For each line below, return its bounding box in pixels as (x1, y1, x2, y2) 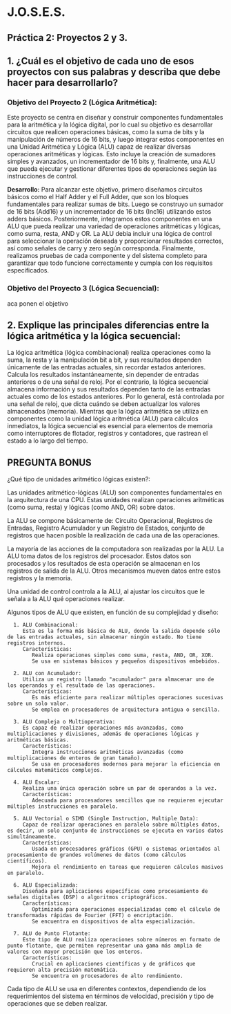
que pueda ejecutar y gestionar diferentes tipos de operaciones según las (7, 165, 217, 173)
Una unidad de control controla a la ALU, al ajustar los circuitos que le (7, 587, 205, 596)
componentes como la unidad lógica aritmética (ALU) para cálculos (7, 414, 199, 423)
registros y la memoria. (7, 574, 72, 582)
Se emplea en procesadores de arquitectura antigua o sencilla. (32, 706, 221, 713)
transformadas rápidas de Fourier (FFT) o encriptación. (7, 912, 174, 919)
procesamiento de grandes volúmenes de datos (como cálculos (7, 851, 187, 858)
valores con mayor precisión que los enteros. (7, 948, 143, 955)
